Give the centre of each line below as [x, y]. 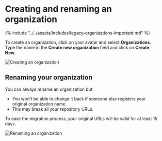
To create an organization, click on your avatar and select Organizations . [78, 42]
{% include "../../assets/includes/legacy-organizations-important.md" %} [78, 33]
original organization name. [39, 104]
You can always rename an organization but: [49, 89]
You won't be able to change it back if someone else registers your [79, 99]
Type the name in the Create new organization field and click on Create [77, 47]
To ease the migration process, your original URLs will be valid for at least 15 [81, 119]
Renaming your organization [49, 77]
